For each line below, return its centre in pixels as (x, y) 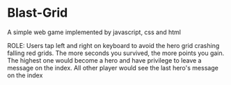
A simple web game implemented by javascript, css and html (94, 32)
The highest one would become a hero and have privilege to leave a (104, 60)
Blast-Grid (38, 13)
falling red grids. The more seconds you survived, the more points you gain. (116, 53)
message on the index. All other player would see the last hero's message (113, 68)
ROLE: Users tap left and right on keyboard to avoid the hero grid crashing (113, 45)
